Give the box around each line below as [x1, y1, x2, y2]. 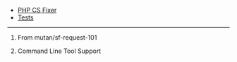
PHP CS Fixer [17, 6, 57, 14]
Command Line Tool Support [17, 47, 102, 55]
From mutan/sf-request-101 [17, 33, 97, 41]
